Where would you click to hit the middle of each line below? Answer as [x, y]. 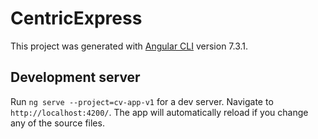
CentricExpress [76, 18]
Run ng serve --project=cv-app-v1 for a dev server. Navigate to [142, 101]
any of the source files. [57, 123]
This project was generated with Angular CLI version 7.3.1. [129, 46]
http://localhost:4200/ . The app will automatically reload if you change [159, 112]
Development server [75, 77]
